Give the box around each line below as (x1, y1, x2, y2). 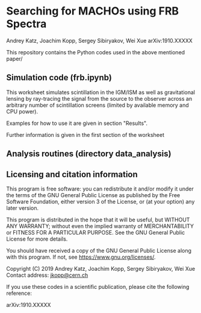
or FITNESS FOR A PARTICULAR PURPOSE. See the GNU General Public (6, 229, 185, 236)
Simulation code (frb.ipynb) (6, 72, 113, 83)
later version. (6, 204, 39, 212)
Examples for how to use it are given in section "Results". (6, 119, 147, 127)
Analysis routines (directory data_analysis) (6, 149, 172, 159)
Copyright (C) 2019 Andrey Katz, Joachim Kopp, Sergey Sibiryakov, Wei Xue (6, 265, 196, 272)
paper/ (6, 55, 23, 62)
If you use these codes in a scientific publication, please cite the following (6, 283, 190, 290)
